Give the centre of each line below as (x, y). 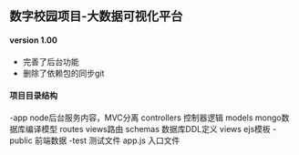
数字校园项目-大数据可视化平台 (96, 16)
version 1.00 (33, 40)
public (21, 140)
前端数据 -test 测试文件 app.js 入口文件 (108, 140)
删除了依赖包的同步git (63, 73)
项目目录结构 (33, 96)
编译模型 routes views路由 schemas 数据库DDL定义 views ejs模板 (148, 129)
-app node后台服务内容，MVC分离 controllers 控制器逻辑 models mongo (145, 118)
